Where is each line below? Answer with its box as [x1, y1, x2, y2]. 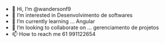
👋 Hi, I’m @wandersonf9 [11, 6, 72, 12]
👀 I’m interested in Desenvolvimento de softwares [11, 12, 133, 19]
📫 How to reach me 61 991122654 [11, 31, 96, 37]
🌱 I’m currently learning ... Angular [11, 18, 96, 24]
